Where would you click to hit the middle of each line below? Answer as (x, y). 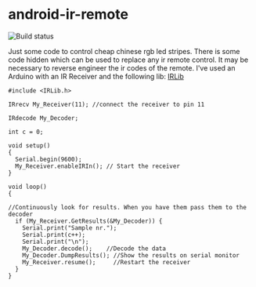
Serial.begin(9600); (49, 159)
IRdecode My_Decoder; (43, 118)
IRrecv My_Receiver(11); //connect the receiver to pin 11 (106, 104)
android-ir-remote (69, 15)
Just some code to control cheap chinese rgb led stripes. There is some (124, 51)
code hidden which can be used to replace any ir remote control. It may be (128, 60)
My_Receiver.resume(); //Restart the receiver (106, 262)
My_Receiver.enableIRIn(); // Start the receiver (97, 166)
